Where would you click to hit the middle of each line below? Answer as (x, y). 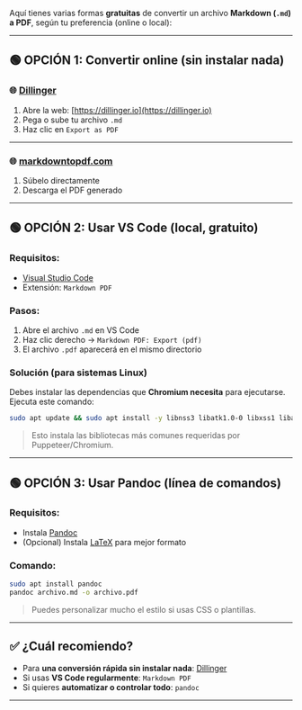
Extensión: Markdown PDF (67, 287)
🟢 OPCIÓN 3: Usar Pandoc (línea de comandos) (145, 483)
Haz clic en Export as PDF (70, 129)
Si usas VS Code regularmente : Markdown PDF (107, 678)
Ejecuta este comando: (52, 402)
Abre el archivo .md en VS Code (80, 330)
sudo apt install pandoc (56, 584)
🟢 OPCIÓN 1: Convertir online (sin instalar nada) (147, 61)
